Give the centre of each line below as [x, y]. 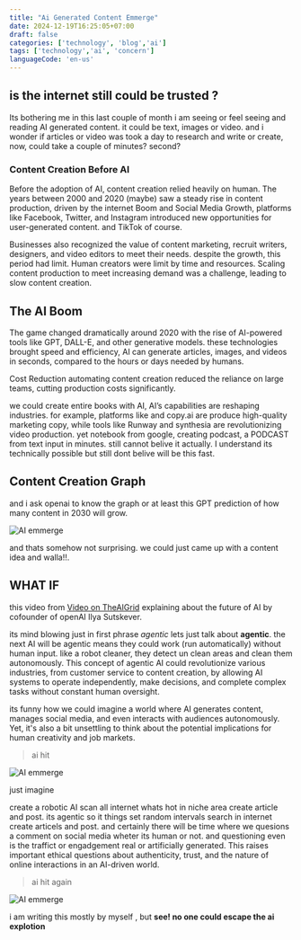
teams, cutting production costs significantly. [93, 388]
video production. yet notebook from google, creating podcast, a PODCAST [149, 434]
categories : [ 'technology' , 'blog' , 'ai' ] [88, 43]
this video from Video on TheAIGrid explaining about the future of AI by [141, 607]
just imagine [32, 789]
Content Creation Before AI [70, 169]
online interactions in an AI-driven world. [84, 865]
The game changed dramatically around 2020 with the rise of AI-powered [146, 333]
